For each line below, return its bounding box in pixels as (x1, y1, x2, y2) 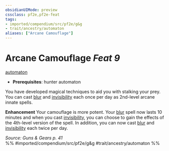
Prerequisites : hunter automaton (12, 79, 81, 85)
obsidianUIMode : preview (5, 7, 58, 13)
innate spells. (5, 99, 33, 105)
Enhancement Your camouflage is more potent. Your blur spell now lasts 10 (5, 109, 162, 115)
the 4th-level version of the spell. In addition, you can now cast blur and (5, 119, 155, 126)
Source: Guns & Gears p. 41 (5, 134, 63, 141)
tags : (5, 17, 17, 22)
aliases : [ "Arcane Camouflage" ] (5, 31, 73, 36)
